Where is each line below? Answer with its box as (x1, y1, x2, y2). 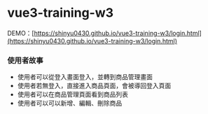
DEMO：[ (7, 29, 34, 37)
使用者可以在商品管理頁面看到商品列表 (17, 90, 128, 99)
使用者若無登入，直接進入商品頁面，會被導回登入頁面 (17, 82, 172, 90)
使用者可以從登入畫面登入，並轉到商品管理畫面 (17, 73, 153, 81)
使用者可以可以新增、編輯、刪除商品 (17, 99, 123, 108)
